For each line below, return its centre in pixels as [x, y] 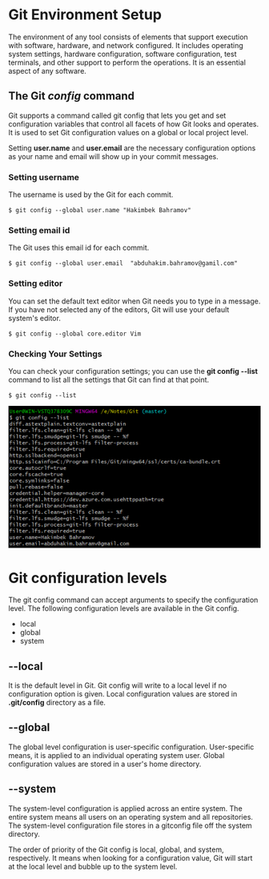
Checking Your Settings [55, 354]
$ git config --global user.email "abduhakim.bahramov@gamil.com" [123, 263]
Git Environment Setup [85, 15]
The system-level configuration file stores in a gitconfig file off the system [130, 825]
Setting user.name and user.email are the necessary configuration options [132, 148]
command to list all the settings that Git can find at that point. [109, 379]
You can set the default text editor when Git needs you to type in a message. [134, 301]
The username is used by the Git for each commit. [91, 195]
